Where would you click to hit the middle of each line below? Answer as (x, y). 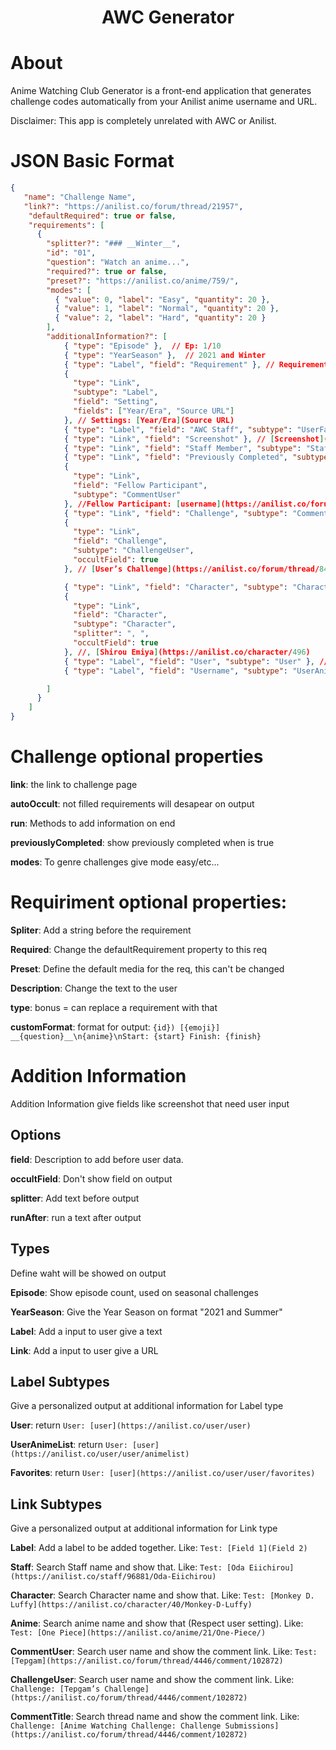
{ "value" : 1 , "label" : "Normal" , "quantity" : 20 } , (167, 309)
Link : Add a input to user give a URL (84, 1350)
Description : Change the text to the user (94, 988)
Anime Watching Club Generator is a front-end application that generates (161, 91)
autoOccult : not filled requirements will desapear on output (132, 804)
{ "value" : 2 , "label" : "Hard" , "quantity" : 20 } (160, 318)
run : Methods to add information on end (93, 823)
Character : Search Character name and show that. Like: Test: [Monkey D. (162, 1595)
